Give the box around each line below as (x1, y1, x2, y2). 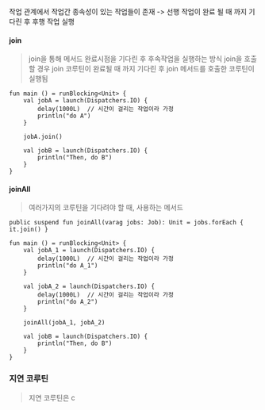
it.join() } (9, 225, 48, 234)
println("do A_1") (37, 262, 98, 270)
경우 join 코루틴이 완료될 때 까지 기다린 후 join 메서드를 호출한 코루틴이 (36, 64, 255, 74)
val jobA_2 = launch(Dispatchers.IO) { (23, 282, 156, 291)
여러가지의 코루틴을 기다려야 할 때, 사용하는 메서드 (28, 203, 183, 213)
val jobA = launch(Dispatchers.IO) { (23, 97, 148, 105)
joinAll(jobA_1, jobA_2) (23, 319, 106, 327)
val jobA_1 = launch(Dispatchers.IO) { (23, 247, 156, 255)
